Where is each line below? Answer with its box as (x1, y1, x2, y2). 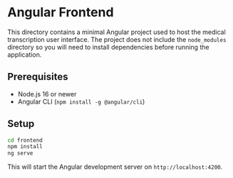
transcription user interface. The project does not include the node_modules (7, 35, 227, 43)
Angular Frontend (7, 4, 114, 21)
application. (7, 50, 42, 59)
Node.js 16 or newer (17, 89, 77, 98)
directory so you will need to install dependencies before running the (7, 43, 209, 51)
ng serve (7, 150, 33, 157)
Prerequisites (7, 71, 68, 83)
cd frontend (7, 136, 43, 144)
